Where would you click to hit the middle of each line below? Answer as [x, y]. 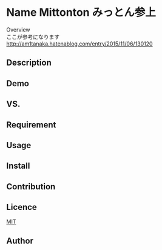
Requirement [31, 125]
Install [18, 166]
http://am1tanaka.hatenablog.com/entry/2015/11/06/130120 [79, 44]
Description [29, 63]
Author [20, 241]
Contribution [31, 187]
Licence [22, 207]
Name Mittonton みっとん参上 [81, 12]
